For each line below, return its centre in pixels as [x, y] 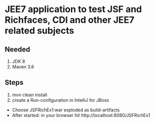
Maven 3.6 [23, 67]
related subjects [39, 31]
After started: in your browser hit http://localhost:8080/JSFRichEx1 [81, 115]
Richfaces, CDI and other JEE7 [70, 20]
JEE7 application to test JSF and [73, 9]
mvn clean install [30, 95]
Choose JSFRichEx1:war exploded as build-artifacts [66, 110]
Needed [18, 49]
